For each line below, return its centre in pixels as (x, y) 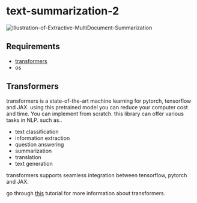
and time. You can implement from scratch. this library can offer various (95, 114)
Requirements (33, 47)
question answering (39, 144)
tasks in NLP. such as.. (34, 120)
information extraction (42, 138)
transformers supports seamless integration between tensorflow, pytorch (97, 175)
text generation (34, 163)
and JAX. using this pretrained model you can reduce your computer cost (97, 107)
